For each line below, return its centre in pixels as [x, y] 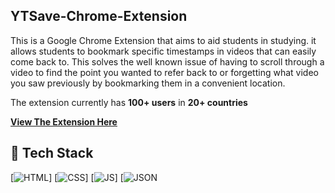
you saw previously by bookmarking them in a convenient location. [148, 83]
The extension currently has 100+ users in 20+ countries [129, 102]
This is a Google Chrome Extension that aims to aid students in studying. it [163, 40]
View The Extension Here [64, 121]
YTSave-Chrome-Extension [99, 16]
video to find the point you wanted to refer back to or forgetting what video [164, 72]
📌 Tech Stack [52, 153]
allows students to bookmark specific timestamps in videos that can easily [163, 51]
